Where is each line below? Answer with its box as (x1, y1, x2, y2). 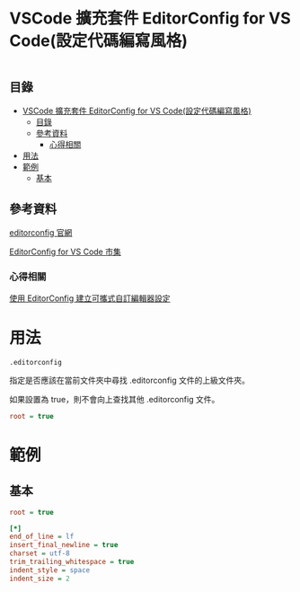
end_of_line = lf (9, 532, 75, 542)
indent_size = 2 (9, 574, 70, 583)
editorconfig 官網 (9, 226, 73, 238)
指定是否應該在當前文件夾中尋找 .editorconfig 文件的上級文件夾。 (9, 375, 250, 385)
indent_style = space (9, 565, 91, 575)
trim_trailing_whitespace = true (9, 558, 135, 567)
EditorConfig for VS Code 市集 (9, 246, 121, 257)
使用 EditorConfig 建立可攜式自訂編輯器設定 (9, 293, 171, 304)
